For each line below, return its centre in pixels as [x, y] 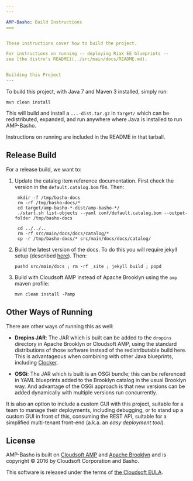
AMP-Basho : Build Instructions [44, 22]
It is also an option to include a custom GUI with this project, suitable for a [95, 404]
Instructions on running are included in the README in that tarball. [86, 137]
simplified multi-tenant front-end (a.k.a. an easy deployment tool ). [86, 422]
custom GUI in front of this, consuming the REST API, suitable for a [86, 416]
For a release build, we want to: [44, 169]
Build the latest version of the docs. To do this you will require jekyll [96, 249]
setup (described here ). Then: [51, 256]
